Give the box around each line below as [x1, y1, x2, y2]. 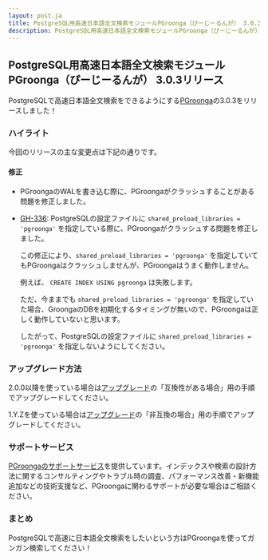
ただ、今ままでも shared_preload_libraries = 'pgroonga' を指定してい [19, 294, 254, 304]
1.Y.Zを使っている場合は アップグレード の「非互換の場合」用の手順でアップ [8, 409, 254, 419]
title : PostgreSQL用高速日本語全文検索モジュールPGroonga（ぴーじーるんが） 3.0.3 [8, 19, 262, 27]
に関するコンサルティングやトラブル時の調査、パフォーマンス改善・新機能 [14, 471, 259, 481]
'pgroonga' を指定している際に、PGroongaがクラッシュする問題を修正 [19, 223, 251, 232]
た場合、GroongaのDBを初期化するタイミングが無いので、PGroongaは [19, 304, 252, 314]
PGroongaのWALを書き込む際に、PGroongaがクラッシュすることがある [19, 186, 255, 196]
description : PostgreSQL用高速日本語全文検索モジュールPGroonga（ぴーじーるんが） [8, 26, 262, 34]
